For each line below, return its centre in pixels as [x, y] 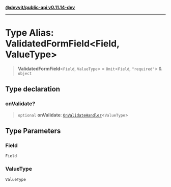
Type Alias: [30, 33]
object [25, 74]
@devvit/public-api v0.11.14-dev [40, 7]
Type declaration [33, 89]
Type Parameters [33, 131]
